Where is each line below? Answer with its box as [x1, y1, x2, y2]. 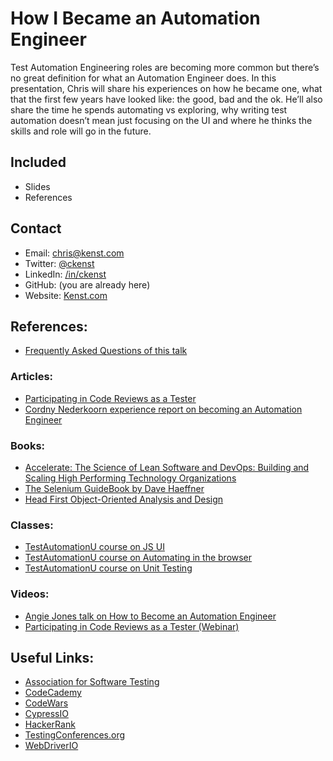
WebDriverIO [24, 740, 79, 752]
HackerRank [24, 718, 76, 731]
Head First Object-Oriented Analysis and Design [24, 493, 224, 505]
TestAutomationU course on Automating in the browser [24, 552, 253, 564]
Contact [10, 220, 62, 237]
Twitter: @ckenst [24, 257, 95, 269]
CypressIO [24, 708, 69, 720]
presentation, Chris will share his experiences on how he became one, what [10, 82, 323, 94]
